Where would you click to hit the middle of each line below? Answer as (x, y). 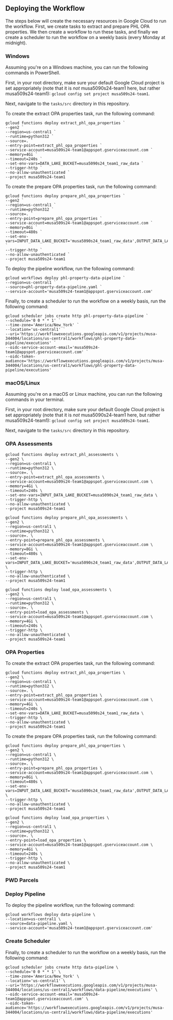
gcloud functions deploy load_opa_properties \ (57, 818)
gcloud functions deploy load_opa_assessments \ (58, 590)
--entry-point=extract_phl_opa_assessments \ (55, 477)
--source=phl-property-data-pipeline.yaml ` (54, 287)
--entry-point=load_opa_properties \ (46, 840)
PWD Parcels (22, 880)
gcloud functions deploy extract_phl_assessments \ (62, 454)
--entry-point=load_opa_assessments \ (47, 612)
